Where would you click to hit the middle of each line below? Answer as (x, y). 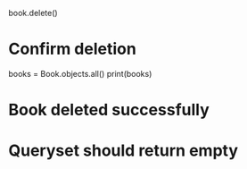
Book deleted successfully (109, 110)
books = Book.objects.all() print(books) (80, 73)
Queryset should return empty (123, 151)
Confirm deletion (73, 49)
